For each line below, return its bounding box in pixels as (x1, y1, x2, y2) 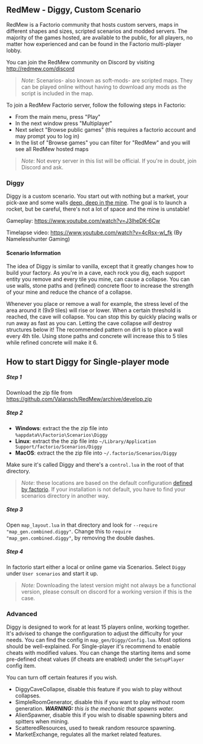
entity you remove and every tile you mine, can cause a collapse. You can (6, 276, 190, 283)
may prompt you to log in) (15, 132, 80, 140)
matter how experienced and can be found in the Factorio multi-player (6, 40, 182, 47)
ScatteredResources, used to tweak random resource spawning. (15, 724, 176, 731)
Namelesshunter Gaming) (6, 235, 70, 243)
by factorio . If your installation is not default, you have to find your (21, 485, 186, 493)
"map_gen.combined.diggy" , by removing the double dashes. (6, 534, 155, 541)
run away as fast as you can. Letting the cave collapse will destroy (6, 320, 172, 327)
